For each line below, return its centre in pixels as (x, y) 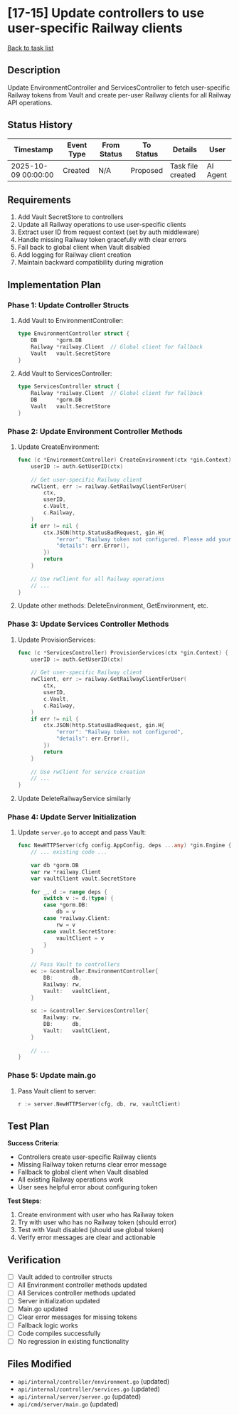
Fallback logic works (48, 1325)
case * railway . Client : (77, 918)
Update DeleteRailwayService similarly (74, 799)
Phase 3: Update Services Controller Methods (88, 624)
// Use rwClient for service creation (88, 772)
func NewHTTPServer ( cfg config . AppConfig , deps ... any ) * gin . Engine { (124, 846)
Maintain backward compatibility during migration (90, 263)
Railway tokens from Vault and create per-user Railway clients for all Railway (119, 95)
